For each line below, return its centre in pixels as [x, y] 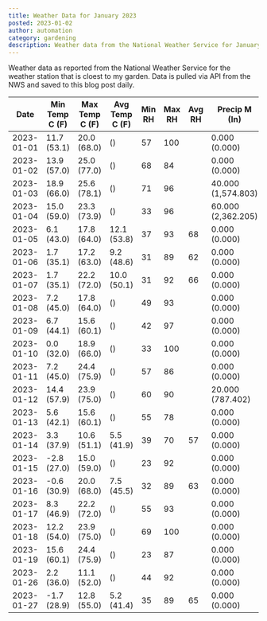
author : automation [41, 30]
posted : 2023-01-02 [41, 23]
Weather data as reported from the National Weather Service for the [120, 68]
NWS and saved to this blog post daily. [72, 85]
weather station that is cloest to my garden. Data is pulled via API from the [130, 76]
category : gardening [43, 38]
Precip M [234, 110]
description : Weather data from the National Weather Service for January [135, 45]
